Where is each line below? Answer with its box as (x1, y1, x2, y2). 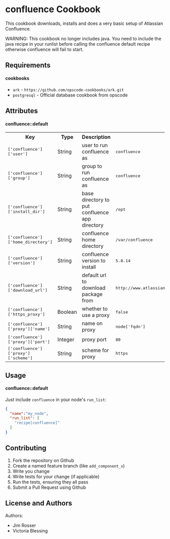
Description (81, 133, 111, 140)
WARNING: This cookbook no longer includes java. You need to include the (5, 35, 162, 42)
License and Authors (5, 499, 72, 508)
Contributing (5, 444, 47, 452)
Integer (57, 336, 75, 343)
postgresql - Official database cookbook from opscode (12, 92, 128, 98)
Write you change (12, 468, 50, 474)
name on (81, 320, 103, 327)
